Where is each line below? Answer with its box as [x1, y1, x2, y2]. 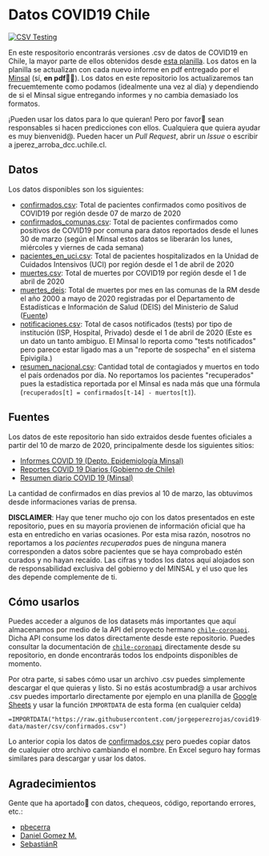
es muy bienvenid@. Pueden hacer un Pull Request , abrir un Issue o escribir [8, 131, 259, 141]
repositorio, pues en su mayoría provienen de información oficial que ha [8, 521, 246, 531]
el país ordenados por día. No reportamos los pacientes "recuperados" [19, 370, 255, 380]
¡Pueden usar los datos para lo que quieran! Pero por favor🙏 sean [8, 114, 224, 123]
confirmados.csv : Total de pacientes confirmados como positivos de [19, 200, 247, 209]
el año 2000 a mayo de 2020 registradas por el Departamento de [19, 293, 235, 303]
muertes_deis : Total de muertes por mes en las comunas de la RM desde [19, 285, 260, 294]
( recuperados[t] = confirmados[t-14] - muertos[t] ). [19, 387, 196, 397]
